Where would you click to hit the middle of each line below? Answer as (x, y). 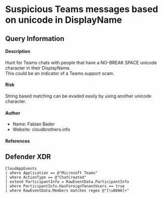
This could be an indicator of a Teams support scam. (60, 73)
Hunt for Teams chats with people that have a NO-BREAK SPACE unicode (81, 62)
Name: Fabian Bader (34, 124)
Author (13, 113)
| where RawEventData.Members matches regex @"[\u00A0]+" (67, 190)
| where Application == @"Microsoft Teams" (52, 173)
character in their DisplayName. (38, 68)
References (18, 141)
